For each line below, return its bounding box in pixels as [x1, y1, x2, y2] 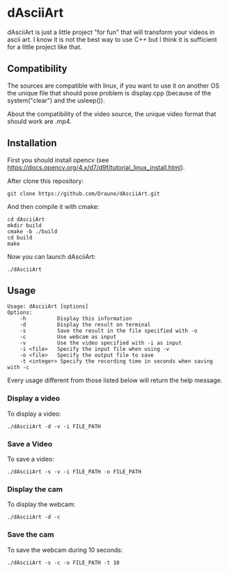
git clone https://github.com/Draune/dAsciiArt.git [7, 190, 160, 197]
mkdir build [7, 221, 42, 229]
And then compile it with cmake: [7, 202, 100, 210]
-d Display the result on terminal [19, 322, 151, 329]
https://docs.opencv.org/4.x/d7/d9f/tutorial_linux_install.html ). [7, 163, 185, 171]
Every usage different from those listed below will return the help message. [7, 376, 223, 384]
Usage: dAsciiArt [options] [7, 303, 89, 311]
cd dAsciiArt [7, 216, 45, 223]
